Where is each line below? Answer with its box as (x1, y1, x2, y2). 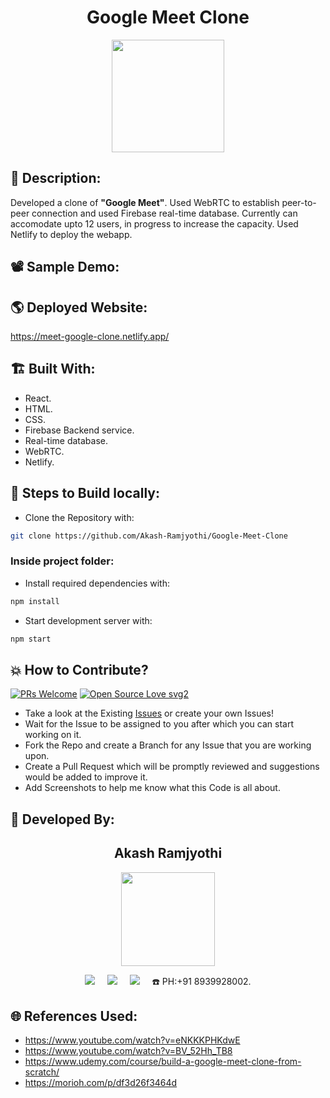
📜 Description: (10, 170, 102, 187)
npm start (10, 634, 52, 644)
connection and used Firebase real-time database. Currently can (31, 207, 298, 219)
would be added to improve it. (24, 771, 148, 783)
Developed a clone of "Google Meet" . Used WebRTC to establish (10, 196, 280, 208)
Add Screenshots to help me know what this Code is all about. (24, 782, 281, 794)
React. (24, 392, 52, 404)
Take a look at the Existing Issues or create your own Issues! (24, 707, 275, 720)
